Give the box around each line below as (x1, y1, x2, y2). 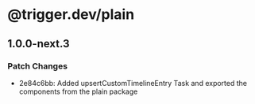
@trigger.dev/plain (7, 6, 135, 24)
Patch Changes (7, 61, 68, 72)
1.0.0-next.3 (7, 37, 70, 50)
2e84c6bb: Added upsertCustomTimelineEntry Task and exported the (18, 78, 248, 87)
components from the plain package (18, 87, 138, 96)
